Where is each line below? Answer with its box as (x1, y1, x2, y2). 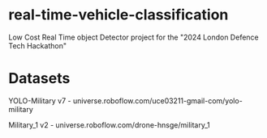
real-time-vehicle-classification (8, 6, 229, 24)
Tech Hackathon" (8, 40, 67, 50)
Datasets (8, 69, 71, 88)
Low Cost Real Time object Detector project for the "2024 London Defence (8, 32, 260, 42)
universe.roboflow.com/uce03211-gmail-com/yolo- (72, 95, 243, 106)
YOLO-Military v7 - (8, 95, 71, 106)
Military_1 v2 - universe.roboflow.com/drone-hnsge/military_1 (8, 119, 211, 130)
